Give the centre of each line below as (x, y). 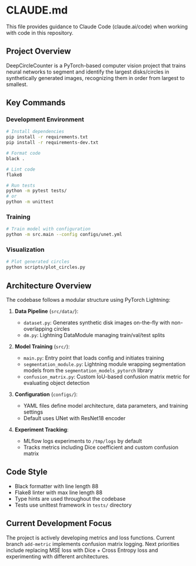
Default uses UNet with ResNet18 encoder (74, 418)
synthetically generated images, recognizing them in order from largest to (95, 78)
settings (33, 412)
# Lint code (21, 169)
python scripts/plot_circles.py (46, 267)
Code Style (27, 472)
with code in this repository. (40, 32)
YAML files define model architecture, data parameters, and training (106, 405)
